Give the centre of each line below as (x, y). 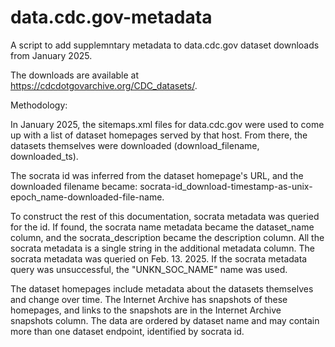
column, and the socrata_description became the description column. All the (167, 237)
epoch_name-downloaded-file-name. (87, 197)
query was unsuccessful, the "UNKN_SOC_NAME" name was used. (149, 269)
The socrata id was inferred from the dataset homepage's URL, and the (157, 175)
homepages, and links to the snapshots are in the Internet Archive (146, 310)
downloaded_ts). (44, 156)
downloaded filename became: (74, 186)
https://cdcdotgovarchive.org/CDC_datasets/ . (104, 85)
